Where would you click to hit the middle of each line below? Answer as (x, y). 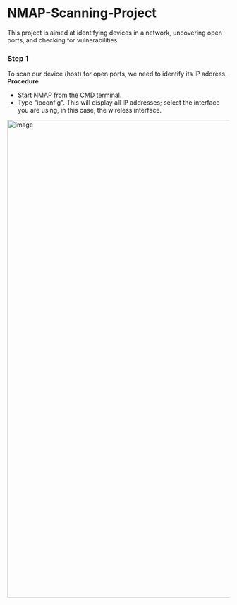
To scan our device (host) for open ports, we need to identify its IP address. (117, 74)
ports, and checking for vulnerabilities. (63, 40)
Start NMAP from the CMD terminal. (69, 95)
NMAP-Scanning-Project (82, 13)
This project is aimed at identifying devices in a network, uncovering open (115, 33)
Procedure (23, 81)
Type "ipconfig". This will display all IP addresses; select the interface (119, 103)
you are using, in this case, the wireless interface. (90, 110)
